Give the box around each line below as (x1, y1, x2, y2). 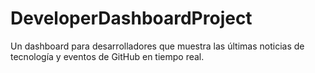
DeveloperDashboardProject (10, 7, 253, 30)
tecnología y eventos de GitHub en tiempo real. (10, 50, 205, 62)
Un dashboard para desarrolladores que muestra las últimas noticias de (10, 40, 305, 52)
